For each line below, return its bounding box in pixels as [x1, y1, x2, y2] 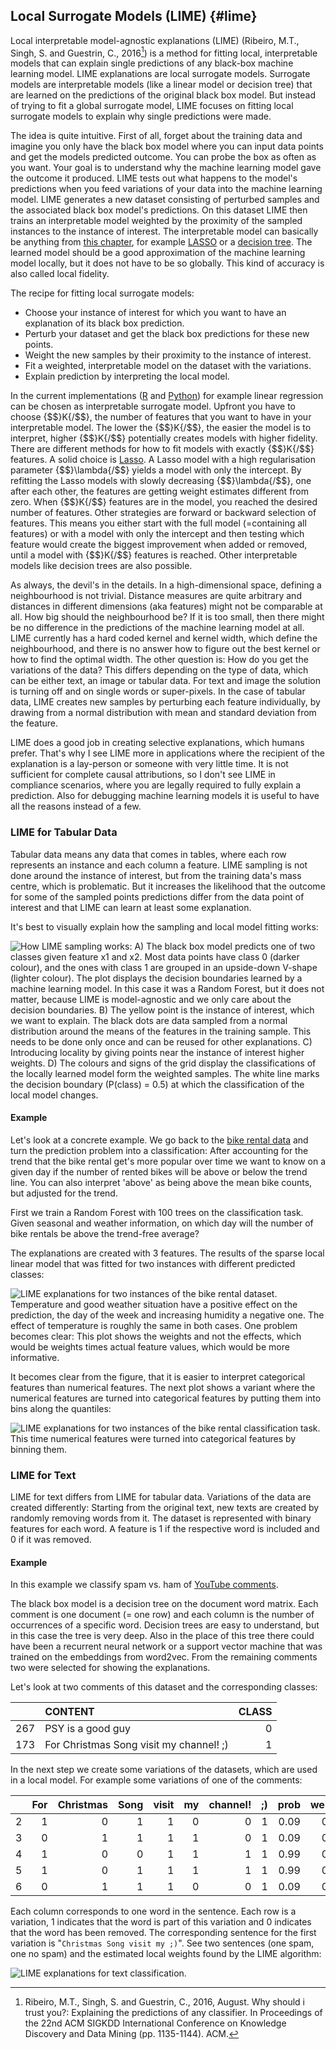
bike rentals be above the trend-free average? [10, 1227, 200, 1239]
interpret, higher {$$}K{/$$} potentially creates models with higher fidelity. [10, 432, 318, 444]
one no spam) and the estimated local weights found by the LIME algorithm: [10, 1948, 322, 1960]
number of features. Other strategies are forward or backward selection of [10, 507, 317, 519]
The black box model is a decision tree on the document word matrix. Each [10, 1598, 319, 1610]
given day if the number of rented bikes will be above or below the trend [10, 1165, 308, 1178]
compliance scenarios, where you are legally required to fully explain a [10, 779, 302, 791]
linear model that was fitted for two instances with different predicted [10, 1257, 296, 1269]
